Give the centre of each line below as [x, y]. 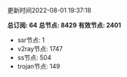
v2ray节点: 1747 [40, 49]
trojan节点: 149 [39, 66]
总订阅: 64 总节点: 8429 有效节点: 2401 [64, 25]
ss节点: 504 [34, 57]
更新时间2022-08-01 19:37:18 [50, 10]
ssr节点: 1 [31, 40]
